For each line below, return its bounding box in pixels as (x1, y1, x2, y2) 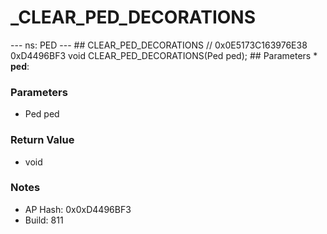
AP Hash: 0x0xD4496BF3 (24, 203, 132, 215)
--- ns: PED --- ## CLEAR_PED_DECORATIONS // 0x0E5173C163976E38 (10, 39, 308, 51)
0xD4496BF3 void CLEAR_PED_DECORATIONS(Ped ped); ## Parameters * (10, 49, 318, 61)
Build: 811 (24, 214, 64, 226)
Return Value (10, 133, 75, 147)
